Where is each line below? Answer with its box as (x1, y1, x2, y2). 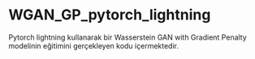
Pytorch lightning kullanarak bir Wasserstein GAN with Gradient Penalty (8, 32, 248, 42)
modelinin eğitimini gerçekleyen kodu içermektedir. (8, 40, 179, 50)
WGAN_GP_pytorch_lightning (8, 6, 211, 24)
